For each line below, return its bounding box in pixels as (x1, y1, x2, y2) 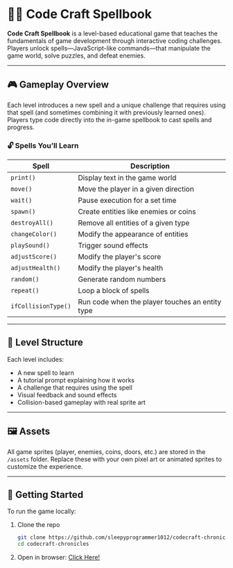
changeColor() (10, 231, 58, 238)
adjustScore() (10, 253, 58, 261)
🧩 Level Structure (7, 337, 83, 349)
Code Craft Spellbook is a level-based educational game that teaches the (7, 29, 218, 37)
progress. (7, 123, 35, 131)
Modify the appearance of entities (78, 229, 189, 239)
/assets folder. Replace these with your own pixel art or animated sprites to (7, 455, 222, 463)
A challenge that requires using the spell (17, 383, 133, 392)
